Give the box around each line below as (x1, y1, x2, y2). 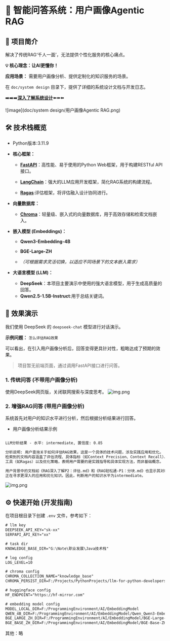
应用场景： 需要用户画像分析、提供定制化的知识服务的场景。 (5, 73, 131, 79)
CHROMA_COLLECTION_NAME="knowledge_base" (5, 574, 94, 579)
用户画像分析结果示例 (12, 426, 57, 432)
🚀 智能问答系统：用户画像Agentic (5, 5, 145, 16)
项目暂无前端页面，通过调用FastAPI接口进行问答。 (17, 362, 122, 368)
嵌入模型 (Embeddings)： (12, 228, 67, 234)
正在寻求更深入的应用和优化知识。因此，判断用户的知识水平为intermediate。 (5, 473, 146, 478)
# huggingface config (5, 588, 51, 593)
